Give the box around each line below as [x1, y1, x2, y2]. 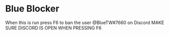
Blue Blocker [5, 3, 60, 14]
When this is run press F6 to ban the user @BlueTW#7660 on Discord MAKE [5, 19, 164, 25]
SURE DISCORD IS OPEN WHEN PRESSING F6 [5, 24, 102, 30]
